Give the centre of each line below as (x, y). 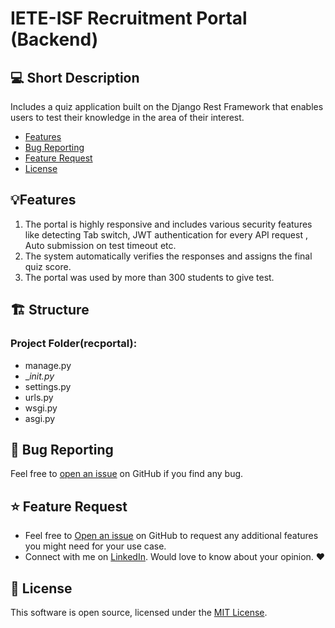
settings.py (48, 386)
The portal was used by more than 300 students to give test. (149, 277)
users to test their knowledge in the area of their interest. (127, 117)
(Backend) (54, 39)
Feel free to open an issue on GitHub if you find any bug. (127, 474)
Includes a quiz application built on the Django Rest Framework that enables (167, 106)
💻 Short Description (75, 77)
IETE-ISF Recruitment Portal (129, 18)
